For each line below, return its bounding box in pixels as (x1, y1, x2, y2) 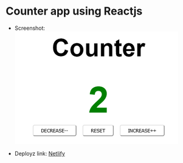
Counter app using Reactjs (5, 4, 143, 18)
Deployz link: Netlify (14, 150, 65, 157)
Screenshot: (14, 24, 46, 32)
